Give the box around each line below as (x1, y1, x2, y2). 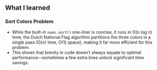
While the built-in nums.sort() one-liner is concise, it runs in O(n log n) (12, 29, 152, 35)
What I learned (5, 4, 50, 12)
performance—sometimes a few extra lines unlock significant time (12, 55, 144, 60)
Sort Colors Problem (5, 18, 54, 25)
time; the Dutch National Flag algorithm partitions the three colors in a (12, 34, 151, 40)
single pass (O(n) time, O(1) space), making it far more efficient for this (12, 39, 153, 45)
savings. (12, 59, 29, 65)
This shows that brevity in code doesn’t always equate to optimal (12, 49, 142, 55)
